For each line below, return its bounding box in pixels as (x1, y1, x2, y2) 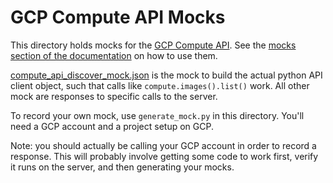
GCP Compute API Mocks (10, 6, 226, 29)
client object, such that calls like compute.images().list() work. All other (10, 79, 310, 91)
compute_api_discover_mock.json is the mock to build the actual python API (10, 69, 323, 81)
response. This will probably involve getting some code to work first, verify (10, 150, 319, 162)
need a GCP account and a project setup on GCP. (10, 120, 214, 132)
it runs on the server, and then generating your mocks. (10, 161, 235, 173)
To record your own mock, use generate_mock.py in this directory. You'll (10, 109, 305, 121)
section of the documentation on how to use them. (10, 49, 218, 61)
